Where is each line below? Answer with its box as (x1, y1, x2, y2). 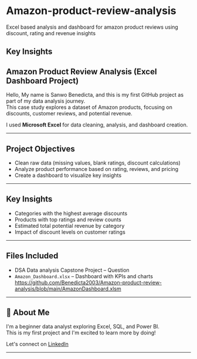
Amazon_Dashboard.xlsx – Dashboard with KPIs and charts (14, 272, 154, 279)
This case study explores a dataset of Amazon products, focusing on (6, 104, 173, 111)
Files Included (6, 251, 59, 261)
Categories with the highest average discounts (14, 210, 128, 217)
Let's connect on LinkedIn (6, 341, 69, 348)
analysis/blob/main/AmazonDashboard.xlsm (14, 285, 121, 292)
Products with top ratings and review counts (14, 216, 121, 223)
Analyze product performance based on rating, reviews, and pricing (14, 165, 179, 172)
